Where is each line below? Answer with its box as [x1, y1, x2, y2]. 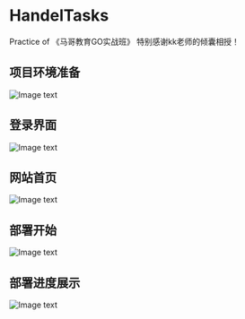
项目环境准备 [9, 65, 81, 81]
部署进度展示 [9, 275, 81, 290]
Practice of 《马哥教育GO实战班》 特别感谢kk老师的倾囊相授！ [9, 36, 241, 47]
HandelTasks [9, 5, 109, 26]
